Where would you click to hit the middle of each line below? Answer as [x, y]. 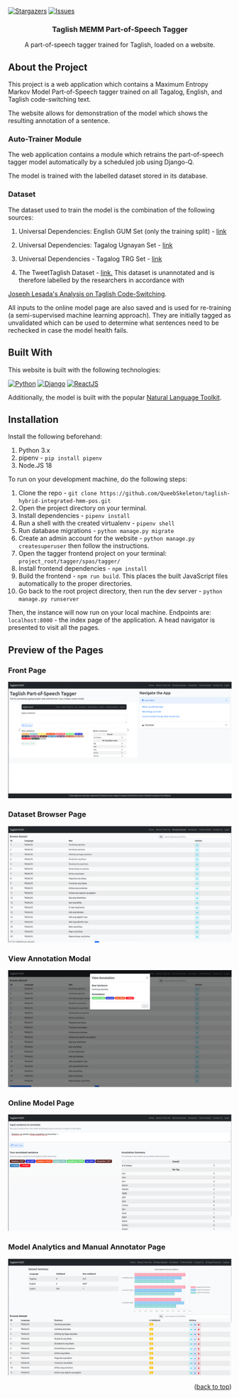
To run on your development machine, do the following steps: [98, 479]
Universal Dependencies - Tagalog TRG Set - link [90, 259]
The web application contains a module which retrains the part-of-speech [116, 155]
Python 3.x [34, 451]
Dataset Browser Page [47, 814]
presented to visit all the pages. [54, 628]
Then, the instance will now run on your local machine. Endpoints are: [110, 613]
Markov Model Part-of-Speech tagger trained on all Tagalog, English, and [115, 92]
